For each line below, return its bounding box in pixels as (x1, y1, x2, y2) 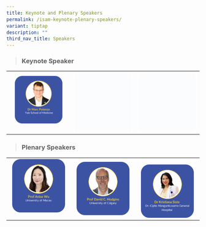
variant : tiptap (6, 23, 48, 29)
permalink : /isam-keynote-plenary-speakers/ (6, 16, 122, 23)
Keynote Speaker (21, 57, 74, 66)
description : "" (6, 29, 48, 36)
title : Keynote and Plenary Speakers (6, 10, 103, 16)
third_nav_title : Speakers (6, 36, 75, 42)
